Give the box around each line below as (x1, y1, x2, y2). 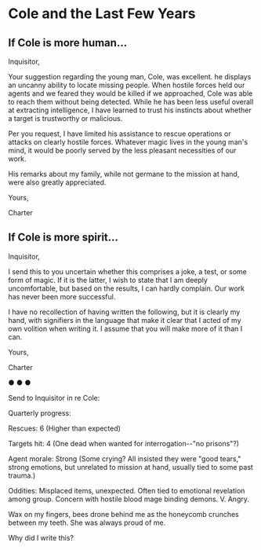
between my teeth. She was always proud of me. (8, 518, 166, 527)
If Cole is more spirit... (8, 231, 119, 244)
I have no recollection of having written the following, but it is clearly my (8, 307, 241, 317)
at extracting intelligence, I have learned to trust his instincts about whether (8, 105, 252, 115)
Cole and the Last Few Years (8, 5, 196, 23)
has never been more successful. (8, 291, 116, 301)
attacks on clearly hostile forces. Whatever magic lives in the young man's (8, 137, 248, 146)
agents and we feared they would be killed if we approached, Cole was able (8, 89, 253, 98)
